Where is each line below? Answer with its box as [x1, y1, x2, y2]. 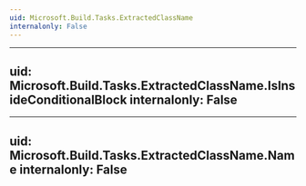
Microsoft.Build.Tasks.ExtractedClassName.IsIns [9, 78, 296, 93]
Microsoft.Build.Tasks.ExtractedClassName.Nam [9, 147, 295, 163]
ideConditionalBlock [9, 92, 127, 107]
